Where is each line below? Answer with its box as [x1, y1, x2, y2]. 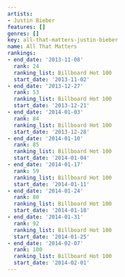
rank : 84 [13, 115, 40, 122]
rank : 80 [13, 194, 40, 201]
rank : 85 [13, 142, 40, 149]
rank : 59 [13, 167, 40, 175]
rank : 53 [13, 89, 40, 96]
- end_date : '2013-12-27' [7, 82, 83, 90]
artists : [7, 10, 33, 18]
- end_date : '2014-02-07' [7, 240, 83, 247]
